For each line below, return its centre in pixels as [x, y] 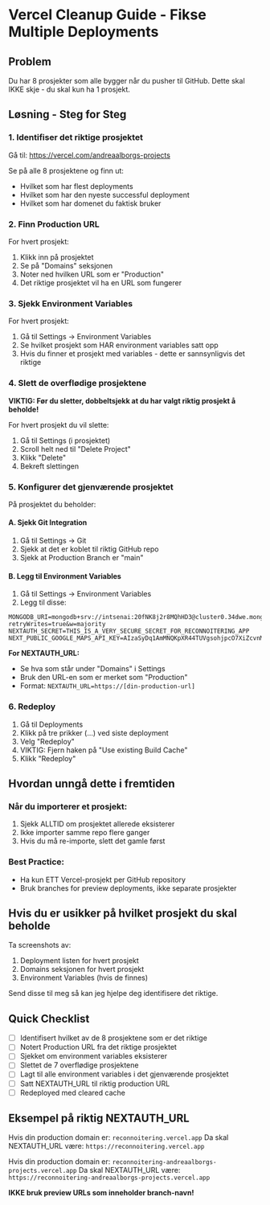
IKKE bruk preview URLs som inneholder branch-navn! [101, 1193]
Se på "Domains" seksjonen [66, 265]
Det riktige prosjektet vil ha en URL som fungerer [101, 282]
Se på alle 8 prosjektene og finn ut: [66, 170]
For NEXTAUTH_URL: [44, 654]
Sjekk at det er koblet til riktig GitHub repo [89, 549]
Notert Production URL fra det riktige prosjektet [98, 1047]
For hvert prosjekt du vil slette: [59, 424]
